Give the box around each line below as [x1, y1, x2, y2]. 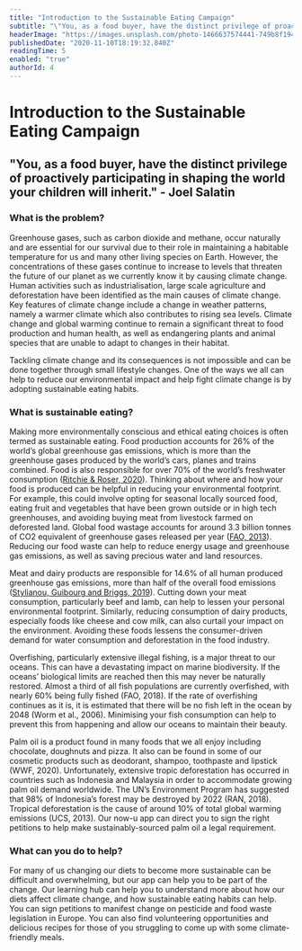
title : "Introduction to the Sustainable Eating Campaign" [9, 13, 235, 22]
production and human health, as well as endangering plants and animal [9, 327, 276, 338]
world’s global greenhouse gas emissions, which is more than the [9, 446, 252, 457]
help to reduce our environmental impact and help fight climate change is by [9, 374, 292, 385]
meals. [40, 932, 65, 943]
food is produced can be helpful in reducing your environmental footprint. [9, 484, 281, 494]
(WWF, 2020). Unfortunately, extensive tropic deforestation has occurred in [9, 765, 289, 776]
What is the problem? [9, 212, 105, 225]
